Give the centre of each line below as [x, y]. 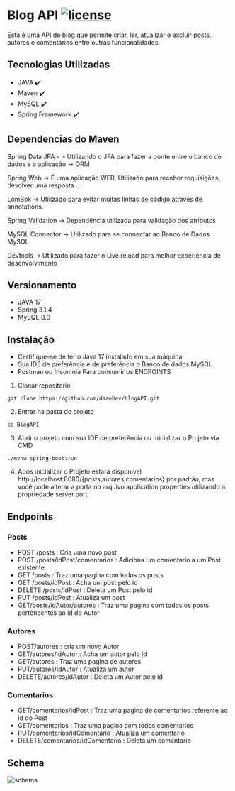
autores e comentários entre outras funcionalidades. [84, 42]
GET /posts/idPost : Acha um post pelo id [78, 582]
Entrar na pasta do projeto [56, 412]
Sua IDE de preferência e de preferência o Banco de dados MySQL [115, 364]
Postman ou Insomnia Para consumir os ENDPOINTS [94, 372]
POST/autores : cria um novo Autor [68, 647]
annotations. [25, 207]
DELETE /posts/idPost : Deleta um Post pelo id [85, 590]
